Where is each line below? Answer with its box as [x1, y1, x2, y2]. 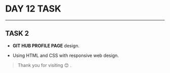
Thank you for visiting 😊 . [17, 62, 72, 68]
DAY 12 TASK [5, 3, 62, 15]
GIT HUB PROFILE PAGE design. [12, 42, 80, 48]
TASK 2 [5, 29, 29, 38]
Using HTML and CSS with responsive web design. [12, 52, 119, 58]
